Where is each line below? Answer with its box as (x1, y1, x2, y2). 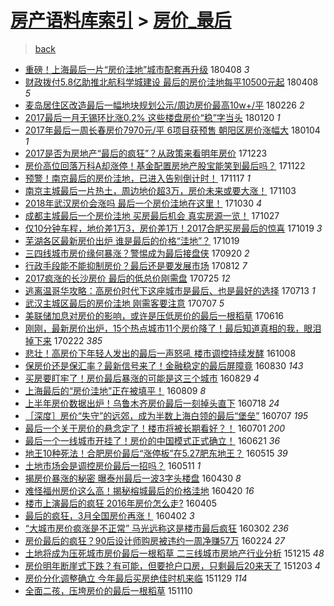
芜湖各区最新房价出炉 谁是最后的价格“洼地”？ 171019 (24, 234, 240, 246)
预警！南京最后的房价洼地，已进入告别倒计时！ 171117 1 (24, 172, 251, 184)
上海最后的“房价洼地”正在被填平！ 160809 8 (24, 384, 207, 396)
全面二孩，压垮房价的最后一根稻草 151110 (24, 584, 193, 596)
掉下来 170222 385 (24, 334, 103, 346)
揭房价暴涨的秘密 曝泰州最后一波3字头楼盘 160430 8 (24, 472, 242, 484)
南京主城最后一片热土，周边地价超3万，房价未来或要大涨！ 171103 (24, 184, 297, 196)
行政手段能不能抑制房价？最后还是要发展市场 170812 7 (24, 259, 248, 271)
